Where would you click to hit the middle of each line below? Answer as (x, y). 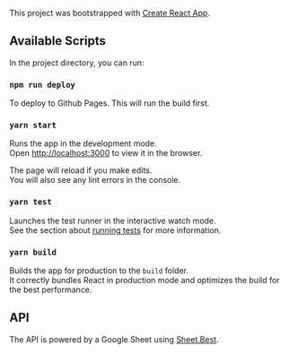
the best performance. (51, 289)
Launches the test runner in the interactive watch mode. (113, 220)
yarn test (31, 202)
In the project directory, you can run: (77, 63)
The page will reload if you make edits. (81, 170)
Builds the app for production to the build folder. (99, 271)
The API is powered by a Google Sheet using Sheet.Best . (114, 339)
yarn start (33, 125)
